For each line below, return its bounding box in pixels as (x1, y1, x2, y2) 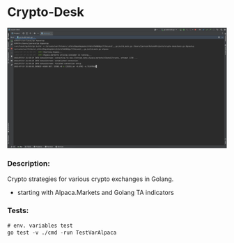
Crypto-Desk (7, 4, 85, 20)
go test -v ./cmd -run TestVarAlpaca (7, 229, 117, 237)
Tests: (7, 205, 29, 215)
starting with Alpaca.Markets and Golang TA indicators (17, 188, 174, 196)
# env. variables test (7, 222, 73, 230)
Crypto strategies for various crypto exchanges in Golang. (7, 175, 174, 183)
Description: (7, 159, 50, 168)
